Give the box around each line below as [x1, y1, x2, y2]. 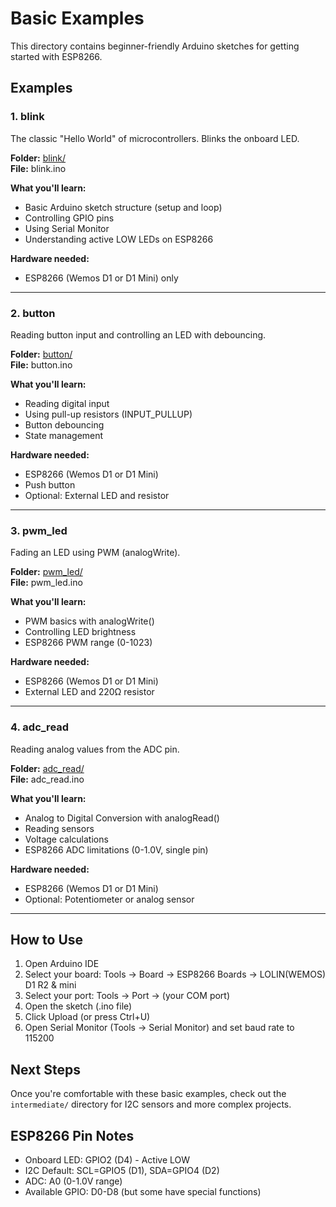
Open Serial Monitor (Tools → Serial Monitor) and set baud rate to [24, 1022, 295, 1034]
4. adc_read [10, 720, 70, 734]
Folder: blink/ [10, 152, 67, 164]
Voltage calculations [24, 833, 109, 845]
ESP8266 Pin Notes [10, 1127, 135, 1144]
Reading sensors [24, 822, 95, 834]
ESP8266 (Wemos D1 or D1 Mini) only [24, 272, 179, 284]
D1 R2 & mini [24, 979, 77, 991]
